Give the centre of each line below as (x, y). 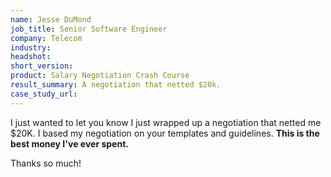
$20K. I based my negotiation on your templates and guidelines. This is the (165, 133)
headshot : (31, 57)
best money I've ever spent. (69, 143)
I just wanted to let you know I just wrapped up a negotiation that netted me (166, 122)
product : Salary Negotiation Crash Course (100, 76)
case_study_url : (44, 94)
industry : (31, 47)
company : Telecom (46, 38)
